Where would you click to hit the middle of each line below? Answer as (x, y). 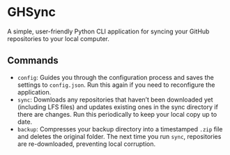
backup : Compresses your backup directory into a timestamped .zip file (120, 129)
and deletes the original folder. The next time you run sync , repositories (119, 136)
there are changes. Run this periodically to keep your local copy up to (117, 114)
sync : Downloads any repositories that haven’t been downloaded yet (115, 99)
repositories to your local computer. (58, 38)
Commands (33, 61)
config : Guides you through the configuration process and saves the (115, 77)
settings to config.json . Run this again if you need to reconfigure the (116, 85)
